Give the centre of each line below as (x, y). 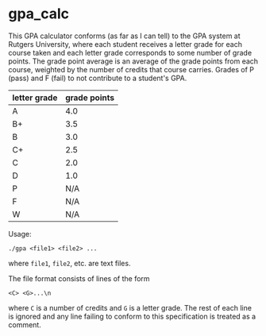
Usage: (20, 234)
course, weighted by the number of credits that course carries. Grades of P (131, 69)
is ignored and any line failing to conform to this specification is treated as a (132, 316)
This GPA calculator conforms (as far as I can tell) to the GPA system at (124, 36)
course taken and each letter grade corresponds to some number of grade (130, 52)
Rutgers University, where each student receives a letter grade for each (125, 44)
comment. (25, 324)
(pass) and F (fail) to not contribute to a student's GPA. (98, 78)
